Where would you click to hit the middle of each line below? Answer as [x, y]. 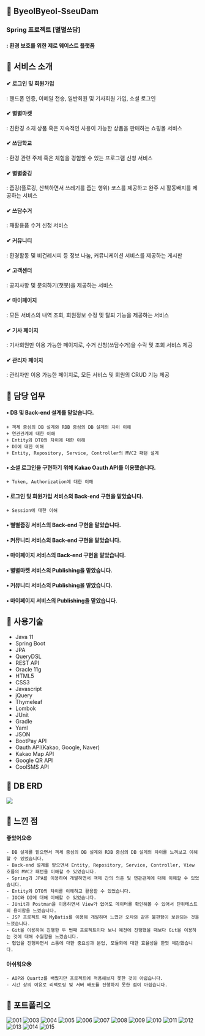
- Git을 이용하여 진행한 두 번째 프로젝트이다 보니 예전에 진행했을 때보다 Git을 [94, 930]
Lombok [26, 708]
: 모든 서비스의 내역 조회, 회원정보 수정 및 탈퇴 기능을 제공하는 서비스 [88, 315]
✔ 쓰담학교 [19, 143]
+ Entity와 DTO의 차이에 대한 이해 [46, 440]
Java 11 [24, 637]
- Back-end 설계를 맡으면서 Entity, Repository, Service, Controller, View [100, 865]
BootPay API [31, 741]
